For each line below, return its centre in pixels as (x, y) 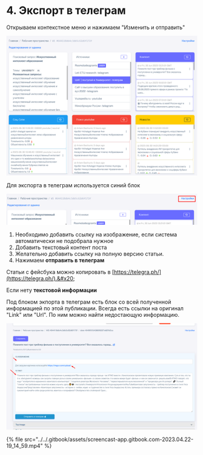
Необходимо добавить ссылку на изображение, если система (96, 234)
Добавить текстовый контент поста (61, 247)
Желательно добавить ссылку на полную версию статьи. (89, 254)
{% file (15, 439)
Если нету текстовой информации (52, 290)
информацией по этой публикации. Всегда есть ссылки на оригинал (95, 308)
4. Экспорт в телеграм (66, 11)
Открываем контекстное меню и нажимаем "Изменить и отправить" (96, 27)
